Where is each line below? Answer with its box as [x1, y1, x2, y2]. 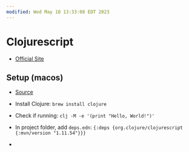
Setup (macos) [6, 72, 64, 82]
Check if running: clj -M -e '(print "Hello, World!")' [15, 112, 155, 119]
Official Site [15, 55, 44, 62]
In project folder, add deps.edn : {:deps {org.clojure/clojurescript [15, 124, 183, 131]
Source [15, 88, 33, 96]
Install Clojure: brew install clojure [15, 101, 107, 108]
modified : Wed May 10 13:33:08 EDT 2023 [6, 8, 110, 15]
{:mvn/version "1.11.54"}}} [15, 130, 86, 136]
